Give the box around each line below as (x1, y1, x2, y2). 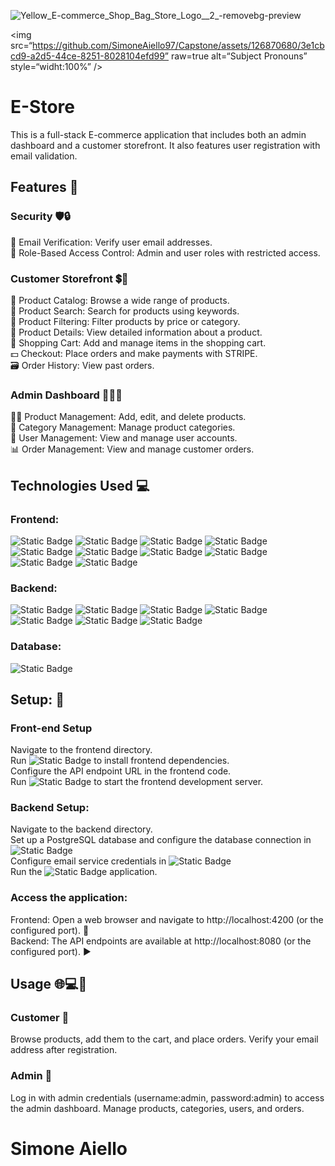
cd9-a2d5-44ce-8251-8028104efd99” (10, 50, 170, 62)
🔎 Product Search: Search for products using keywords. (10, 305, 240, 317)
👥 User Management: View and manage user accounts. (10, 432, 238, 444)
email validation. (10, 150, 78, 162)
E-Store (10, 96, 75, 119)
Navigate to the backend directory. (10, 823, 153, 835)
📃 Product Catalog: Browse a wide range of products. (10, 294, 230, 306)
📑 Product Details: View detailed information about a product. (10, 326, 263, 338)
